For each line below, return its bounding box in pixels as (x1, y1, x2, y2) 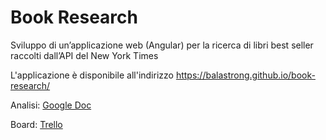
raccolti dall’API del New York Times (10, 49, 159, 61)
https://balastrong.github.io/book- (175, 69, 316, 81)
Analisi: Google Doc (10, 99, 92, 111)
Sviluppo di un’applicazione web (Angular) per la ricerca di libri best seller (10, 39, 314, 51)
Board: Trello (10, 118, 63, 130)
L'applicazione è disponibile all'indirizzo (10, 69, 174, 81)
